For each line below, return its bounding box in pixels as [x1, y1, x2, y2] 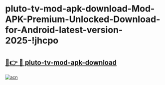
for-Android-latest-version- [5, 24, 123, 35]
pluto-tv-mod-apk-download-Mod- [5, 3, 155, 14]
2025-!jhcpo [5, 35, 59, 46]
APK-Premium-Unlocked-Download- [5, 13, 161, 25]
